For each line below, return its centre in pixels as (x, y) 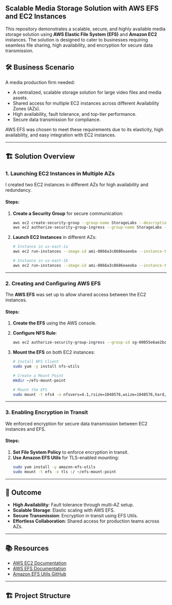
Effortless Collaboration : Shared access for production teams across (86, 521)
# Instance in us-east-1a (40, 247)
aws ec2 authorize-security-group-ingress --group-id (71, 342)
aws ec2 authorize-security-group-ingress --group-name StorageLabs (87, 228)
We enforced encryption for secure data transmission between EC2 (76, 423)
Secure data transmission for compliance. (57, 119)
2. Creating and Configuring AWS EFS (53, 283)
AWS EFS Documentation (39, 569)
